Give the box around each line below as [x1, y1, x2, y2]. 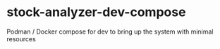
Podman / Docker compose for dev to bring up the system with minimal [6, 27, 214, 36]
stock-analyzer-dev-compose [6, 4, 186, 20]
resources [6, 34, 36, 43]
